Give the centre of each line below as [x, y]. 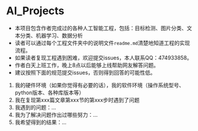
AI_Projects [35, 11]
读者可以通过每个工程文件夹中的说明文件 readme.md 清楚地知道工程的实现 [102, 43]
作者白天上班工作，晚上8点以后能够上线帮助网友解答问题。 [87, 65]
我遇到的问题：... [35, 107]
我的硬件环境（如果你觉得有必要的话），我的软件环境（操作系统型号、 [99, 85]
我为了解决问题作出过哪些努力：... [56, 114]
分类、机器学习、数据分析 [51, 35]
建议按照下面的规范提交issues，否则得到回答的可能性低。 [85, 72]
